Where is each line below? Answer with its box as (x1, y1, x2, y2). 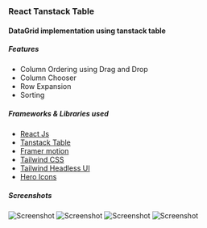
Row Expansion (19, 82, 72, 91)
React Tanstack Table (8, 6, 95, 17)
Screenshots (8, 191, 52, 201)
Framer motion (19, 146, 69, 156)
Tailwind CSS (19, 155, 64, 165)
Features (8, 44, 39, 54)
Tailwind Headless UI (19, 163, 90, 173)
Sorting (19, 91, 45, 100)
